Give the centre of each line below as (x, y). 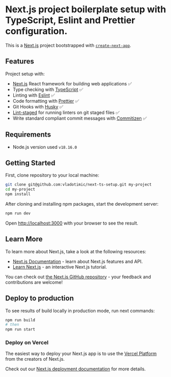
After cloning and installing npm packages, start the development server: (82, 204)
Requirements (28, 135)
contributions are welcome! (34, 282)
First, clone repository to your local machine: (52, 175)
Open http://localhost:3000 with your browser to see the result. (72, 223)
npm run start (20, 329)
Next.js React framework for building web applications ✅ (72, 83)
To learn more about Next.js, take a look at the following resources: (76, 251)
